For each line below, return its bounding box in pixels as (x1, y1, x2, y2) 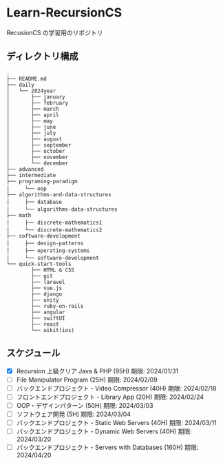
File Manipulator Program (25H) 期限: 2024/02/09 (16, 375, 158, 384)
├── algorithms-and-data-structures (6, 191, 111, 198)
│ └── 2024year (6, 87, 56, 94)
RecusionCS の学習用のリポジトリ (6, 28, 103, 37)
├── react (31, 320, 59, 328)
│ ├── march (6, 105, 59, 112)
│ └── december (6, 160, 69, 167)
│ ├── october (6, 147, 66, 154)
